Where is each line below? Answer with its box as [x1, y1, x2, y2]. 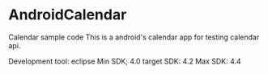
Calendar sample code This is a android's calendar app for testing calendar [8, 32, 260, 42]
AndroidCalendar [8, 6, 127, 24]
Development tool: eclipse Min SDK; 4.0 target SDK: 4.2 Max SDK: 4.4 [8, 56, 241, 66]
